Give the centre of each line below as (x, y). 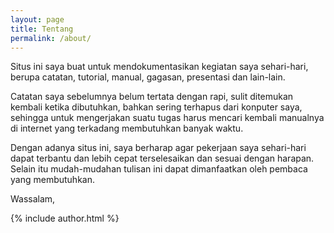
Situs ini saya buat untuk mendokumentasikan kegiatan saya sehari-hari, (159, 67)
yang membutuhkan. (52, 180)
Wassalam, (33, 199)
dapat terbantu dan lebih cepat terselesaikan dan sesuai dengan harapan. (162, 158)
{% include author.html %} (65, 218)
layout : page (37, 19)
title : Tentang (42, 29)
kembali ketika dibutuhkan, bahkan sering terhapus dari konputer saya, (156, 107)
